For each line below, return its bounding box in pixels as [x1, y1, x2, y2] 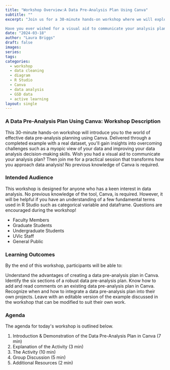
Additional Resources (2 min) [12, 360, 73, 366]
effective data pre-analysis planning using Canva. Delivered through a [5, 134, 151, 141]
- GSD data [10, 91, 33, 97]
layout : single [5, 101, 37, 106]
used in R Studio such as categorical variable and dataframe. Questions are [5, 202, 163, 208]
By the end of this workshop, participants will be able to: [5, 262, 123, 268]
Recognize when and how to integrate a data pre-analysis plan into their [5, 289, 155, 295]
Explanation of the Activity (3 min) [12, 344, 84, 350]
